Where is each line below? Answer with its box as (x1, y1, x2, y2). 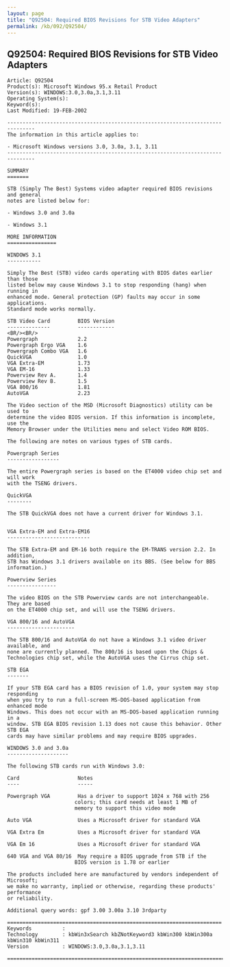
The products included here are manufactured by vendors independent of (7, 871, 219, 878)
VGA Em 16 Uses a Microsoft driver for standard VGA (7, 841, 201, 848)
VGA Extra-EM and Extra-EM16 (7, 529, 90, 535)
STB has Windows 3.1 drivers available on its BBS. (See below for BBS (7, 558, 216, 566)
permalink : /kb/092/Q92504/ (7, 23, 88, 30)
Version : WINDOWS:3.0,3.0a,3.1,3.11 (7, 943, 146, 951)
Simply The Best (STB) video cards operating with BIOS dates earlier (7, 269, 213, 277)
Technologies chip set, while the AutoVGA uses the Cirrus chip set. (7, 654, 210, 662)
